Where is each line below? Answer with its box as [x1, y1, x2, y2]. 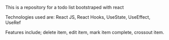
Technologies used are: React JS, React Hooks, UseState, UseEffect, [5, 14, 151, 20]
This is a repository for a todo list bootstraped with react [5, 5, 124, 10]
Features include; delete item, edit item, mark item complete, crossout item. [5, 29, 164, 35]
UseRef [5, 20, 22, 25]
